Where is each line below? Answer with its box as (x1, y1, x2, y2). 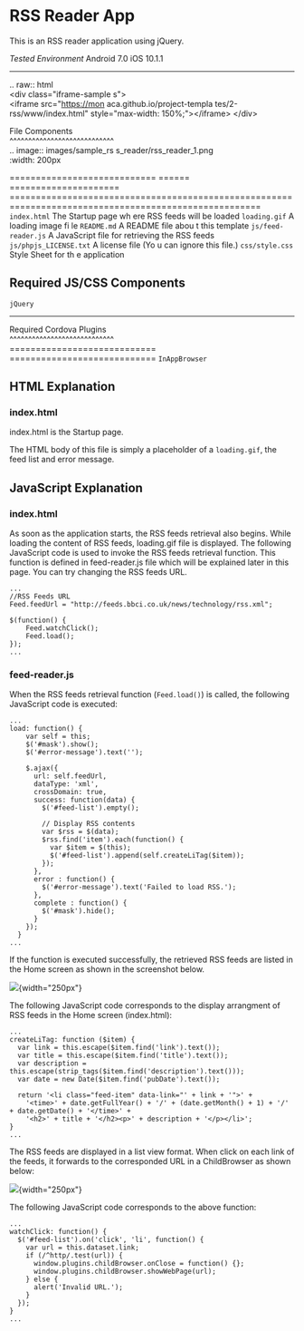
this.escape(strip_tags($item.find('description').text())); (9, 1067, 245, 1076)
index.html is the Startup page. (9, 427, 124, 438)
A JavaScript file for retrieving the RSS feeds (48, 229, 215, 240)
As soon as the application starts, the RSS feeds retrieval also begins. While (9, 528, 291, 539)
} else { (25, 1275, 59, 1284)
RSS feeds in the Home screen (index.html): (9, 1010, 173, 1021)
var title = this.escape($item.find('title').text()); (17, 1051, 229, 1061)
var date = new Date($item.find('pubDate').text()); (17, 1075, 221, 1084)
